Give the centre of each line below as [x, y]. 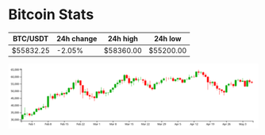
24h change [77, 39]
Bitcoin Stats [51, 15]
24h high [123, 39]
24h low [167, 39]
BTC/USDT [31, 39]
